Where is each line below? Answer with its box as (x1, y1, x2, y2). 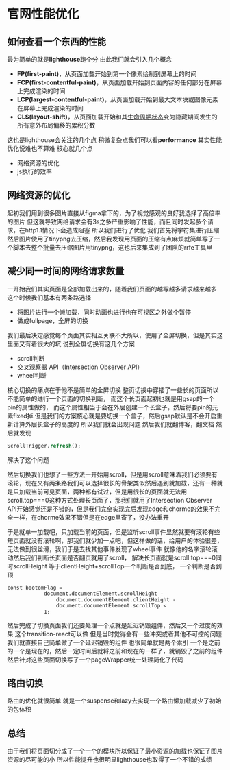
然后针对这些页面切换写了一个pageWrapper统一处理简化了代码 (7, 655, 183, 664)
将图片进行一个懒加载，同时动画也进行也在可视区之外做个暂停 (16, 308, 192, 316)
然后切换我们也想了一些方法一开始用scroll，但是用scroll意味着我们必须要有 (7, 470, 218, 479)
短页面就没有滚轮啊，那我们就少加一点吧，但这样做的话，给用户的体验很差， (7, 536, 223, 544)
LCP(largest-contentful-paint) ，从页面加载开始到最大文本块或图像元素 (16, 95, 218, 104)
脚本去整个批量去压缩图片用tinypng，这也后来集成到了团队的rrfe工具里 (12, 243, 213, 251)
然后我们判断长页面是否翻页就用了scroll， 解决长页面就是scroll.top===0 (12, 553, 216, 562)
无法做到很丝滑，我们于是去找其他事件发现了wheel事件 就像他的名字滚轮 (7, 544, 212, 553)
